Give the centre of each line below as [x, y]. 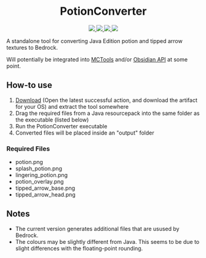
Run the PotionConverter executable [61, 126]
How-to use [29, 85]
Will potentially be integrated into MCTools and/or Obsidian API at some [97, 59]
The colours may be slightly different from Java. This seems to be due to [107, 241]
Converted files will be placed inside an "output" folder [85, 133]
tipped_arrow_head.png [45, 195]
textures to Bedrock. [32, 47]
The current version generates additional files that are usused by [97, 229]
